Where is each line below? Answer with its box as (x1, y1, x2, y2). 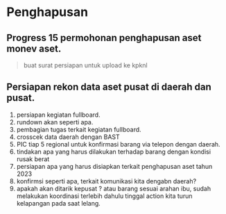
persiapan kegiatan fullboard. (16, 110, 101, 119)
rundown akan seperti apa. (16, 117, 94, 126)
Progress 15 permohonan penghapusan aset (6, 32, 202, 44)
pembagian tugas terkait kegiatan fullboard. (16, 125, 141, 133)
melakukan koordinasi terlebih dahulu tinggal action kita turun (16, 192, 193, 200)
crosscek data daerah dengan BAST (16, 133, 121, 141)
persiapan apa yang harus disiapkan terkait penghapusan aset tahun (16, 162, 213, 170)
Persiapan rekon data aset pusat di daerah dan (6, 81, 212, 93)
